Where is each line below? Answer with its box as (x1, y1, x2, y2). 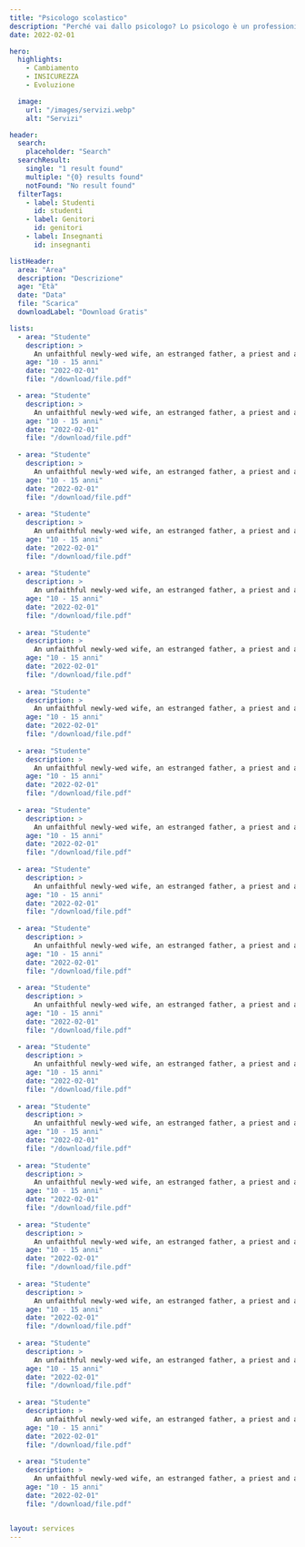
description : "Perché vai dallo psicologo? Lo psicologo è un (9, 22, 250, 31)
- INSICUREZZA (25, 72, 79, 82)
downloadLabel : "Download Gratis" (17, 308, 148, 317)
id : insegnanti (33, 240, 92, 249)
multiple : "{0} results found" (25, 172, 144, 182)
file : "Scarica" (17, 299, 79, 308)
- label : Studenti (25, 197, 95, 207)
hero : (9, 46, 30, 56)
